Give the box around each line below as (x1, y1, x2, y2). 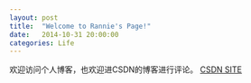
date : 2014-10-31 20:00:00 (9, 30, 119, 39)
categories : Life (9, 38, 75, 48)
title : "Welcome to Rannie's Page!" (9, 22, 152, 31)
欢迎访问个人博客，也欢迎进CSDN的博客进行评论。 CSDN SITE (9, 64, 242, 75)
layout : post (9, 13, 59, 23)
